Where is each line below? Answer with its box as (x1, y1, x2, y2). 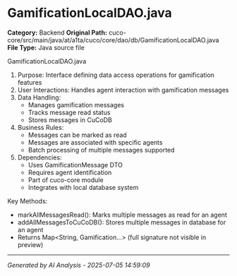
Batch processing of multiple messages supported (28, 145, 175, 154)
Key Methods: (7, 196, 48, 205)
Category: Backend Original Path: (7, 28, 108, 37)
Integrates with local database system (28, 183, 139, 191)
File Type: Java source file (7, 43, 85, 52)
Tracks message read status (28, 108, 111, 116)
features (17, 78, 42, 86)
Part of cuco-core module (28, 175, 104, 184)
